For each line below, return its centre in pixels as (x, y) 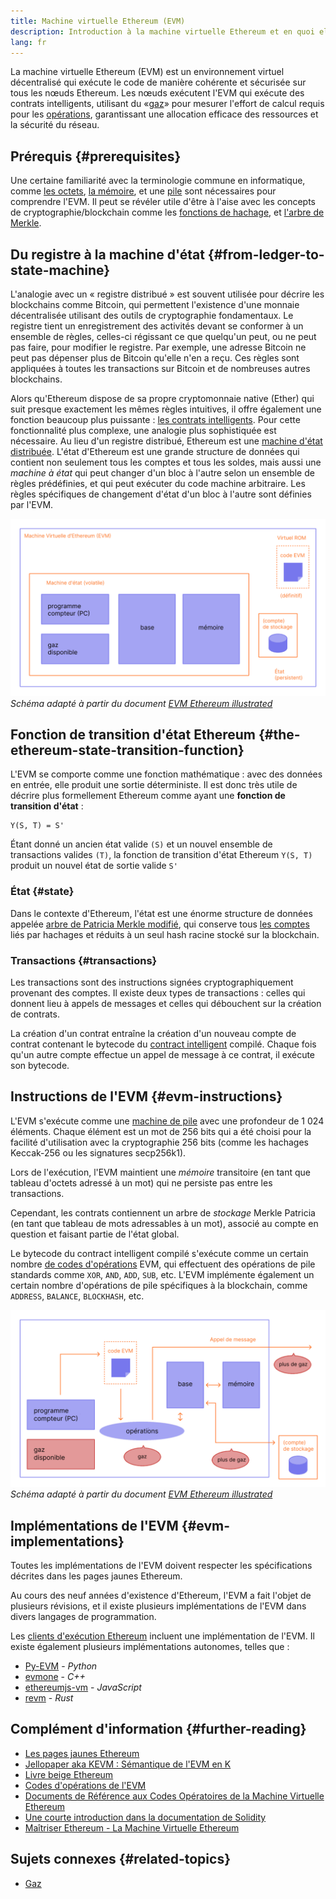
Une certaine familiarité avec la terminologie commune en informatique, (158, 181)
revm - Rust (49, 1698)
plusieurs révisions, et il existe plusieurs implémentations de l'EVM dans (158, 1606)
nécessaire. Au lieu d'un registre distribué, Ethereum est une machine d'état (166, 441)
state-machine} (60, 270)
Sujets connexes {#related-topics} (120, 1859)
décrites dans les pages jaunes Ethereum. (96, 1576)
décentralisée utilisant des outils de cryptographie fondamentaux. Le (152, 315)
